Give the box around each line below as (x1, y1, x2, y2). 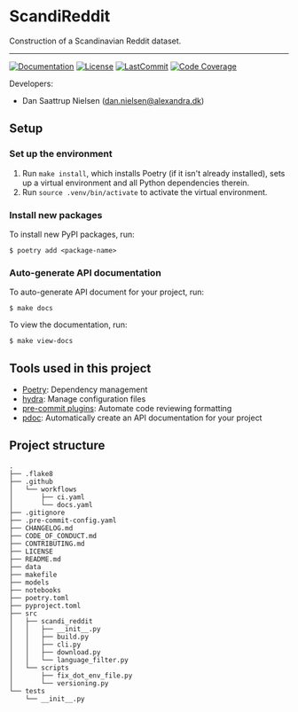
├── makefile (9, 570, 58, 579)
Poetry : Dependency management (21, 384, 148, 395)
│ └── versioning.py (9, 678, 109, 688)
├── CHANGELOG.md (9, 523, 74, 533)
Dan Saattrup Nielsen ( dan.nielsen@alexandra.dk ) (21, 95, 205, 106)
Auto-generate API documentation (9, 266, 161, 278)
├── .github (9, 477, 53, 486)
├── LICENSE (9, 547, 53, 556)
